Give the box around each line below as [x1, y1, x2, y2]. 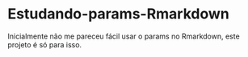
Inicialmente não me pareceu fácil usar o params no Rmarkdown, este [7, 31, 240, 41]
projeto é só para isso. [7, 39, 82, 49]
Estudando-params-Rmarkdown [7, 5, 229, 23]
